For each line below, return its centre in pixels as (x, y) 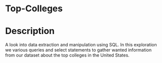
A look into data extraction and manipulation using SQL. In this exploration (81, 45)
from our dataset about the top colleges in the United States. (67, 55)
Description (30, 31)
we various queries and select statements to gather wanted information (79, 50)
